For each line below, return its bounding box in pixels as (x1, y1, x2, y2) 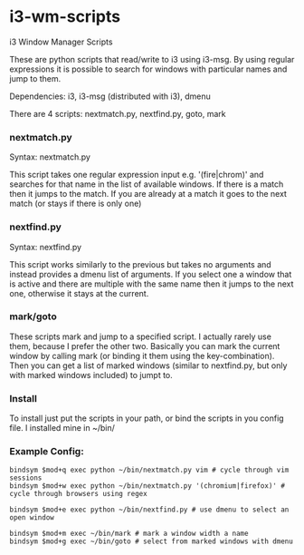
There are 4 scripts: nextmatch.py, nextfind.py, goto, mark (9, 108, 226, 119)
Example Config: (9, 445, 84, 458)
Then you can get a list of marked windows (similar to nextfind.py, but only (9, 360, 288, 371)
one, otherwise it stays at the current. (9, 287, 149, 298)
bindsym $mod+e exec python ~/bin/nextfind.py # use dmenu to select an (9, 505, 290, 514)
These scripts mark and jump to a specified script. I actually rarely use (9, 331, 271, 342)
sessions (9, 473, 43, 482)
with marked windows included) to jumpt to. (9, 369, 174, 380)
